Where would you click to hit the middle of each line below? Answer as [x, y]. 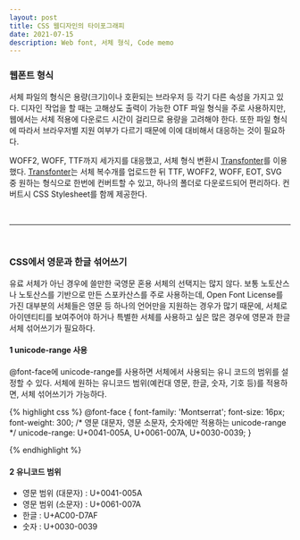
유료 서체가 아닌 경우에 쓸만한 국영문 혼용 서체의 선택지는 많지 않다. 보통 [134, 283]
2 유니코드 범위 [35, 471]
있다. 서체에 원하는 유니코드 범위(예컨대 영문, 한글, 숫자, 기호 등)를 [150, 383]
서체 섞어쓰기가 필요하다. [52, 328]
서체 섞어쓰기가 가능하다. [64, 394]
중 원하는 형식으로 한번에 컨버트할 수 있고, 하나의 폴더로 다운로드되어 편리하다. [145, 182]
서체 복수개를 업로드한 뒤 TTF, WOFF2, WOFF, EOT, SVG [181, 172]
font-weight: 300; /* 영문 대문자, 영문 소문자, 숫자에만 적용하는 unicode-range [148, 423]
